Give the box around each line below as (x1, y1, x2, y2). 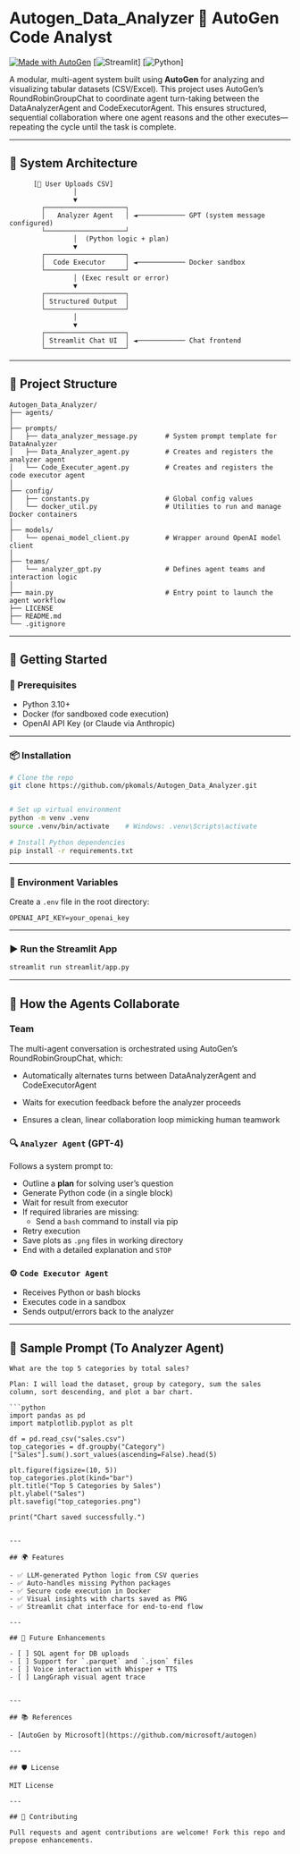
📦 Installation (9, 749, 71, 762)
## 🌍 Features (9, 1553, 64, 1562)
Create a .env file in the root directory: (9, 896, 150, 907)
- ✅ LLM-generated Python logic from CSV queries (9, 1571, 199, 1580)
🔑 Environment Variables (9, 876, 119, 888)
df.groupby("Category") (77, 1443, 166, 1452)
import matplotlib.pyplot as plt (9, 1419, 134, 1428)
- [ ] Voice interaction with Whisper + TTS (9, 1665, 178, 1674)
